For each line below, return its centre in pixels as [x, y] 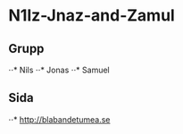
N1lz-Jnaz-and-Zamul [91, 16]
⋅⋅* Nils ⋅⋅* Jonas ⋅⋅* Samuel [59, 70]
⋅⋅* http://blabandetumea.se [59, 119]
